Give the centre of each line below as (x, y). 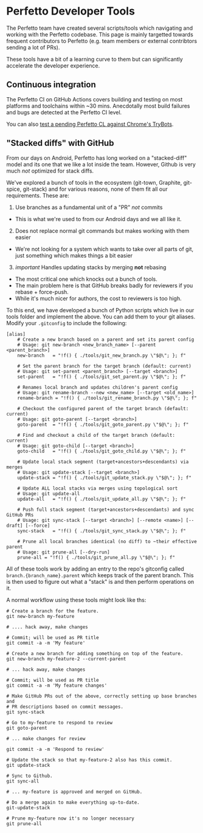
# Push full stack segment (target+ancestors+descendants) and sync (106, 509)
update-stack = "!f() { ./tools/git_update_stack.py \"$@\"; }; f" (104, 478)
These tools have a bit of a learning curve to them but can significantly (95, 59)
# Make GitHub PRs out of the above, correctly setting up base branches (102, 696)
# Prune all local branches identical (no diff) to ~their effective (107, 541)
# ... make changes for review (46, 739)
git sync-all (23, 781)
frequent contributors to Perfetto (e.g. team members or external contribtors (102, 41)
